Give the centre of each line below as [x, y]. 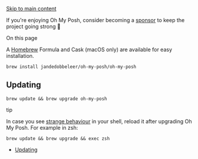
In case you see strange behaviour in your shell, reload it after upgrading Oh [99, 121]
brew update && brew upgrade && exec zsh [58, 138]
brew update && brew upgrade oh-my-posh [57, 99]
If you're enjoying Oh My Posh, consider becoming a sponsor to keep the [95, 20]
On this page [22, 38]
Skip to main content [31, 9]
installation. [20, 56]
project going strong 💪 [33, 26]
